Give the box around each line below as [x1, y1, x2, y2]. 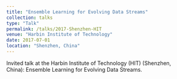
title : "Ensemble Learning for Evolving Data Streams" [6, 9, 148, 15]
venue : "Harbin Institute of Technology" [6, 32, 113, 38]
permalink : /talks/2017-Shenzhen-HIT [6, 26, 102, 32]
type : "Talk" [6, 20, 40, 26]
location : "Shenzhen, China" [6, 43, 80, 49]
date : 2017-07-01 [6, 37, 50, 43]
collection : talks [6, 15, 53, 21]
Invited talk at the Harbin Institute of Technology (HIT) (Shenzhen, [6, 59, 172, 67]
